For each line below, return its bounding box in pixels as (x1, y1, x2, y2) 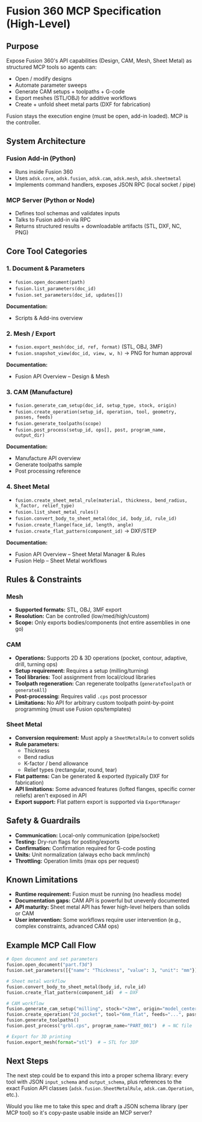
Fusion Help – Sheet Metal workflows (14, 556, 107, 564)
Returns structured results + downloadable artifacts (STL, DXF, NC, (14, 222, 182, 230)
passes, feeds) (14, 414, 54, 420)
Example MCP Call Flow (6, 940, 96, 950)
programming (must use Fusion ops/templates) (14, 705, 132, 713)
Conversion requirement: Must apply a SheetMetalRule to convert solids (14, 734, 195, 741)
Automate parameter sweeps (14, 81, 87, 89)
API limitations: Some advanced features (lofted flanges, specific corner (14, 785, 196, 792)
